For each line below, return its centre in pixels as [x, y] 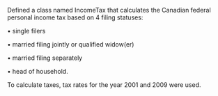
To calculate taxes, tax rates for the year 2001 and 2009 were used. [104, 85]
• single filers [26, 31]
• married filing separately [45, 58]
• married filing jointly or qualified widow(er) [71, 44]
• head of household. [38, 71]
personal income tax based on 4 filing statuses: [75, 17]
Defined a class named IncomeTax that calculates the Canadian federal [109, 10]
